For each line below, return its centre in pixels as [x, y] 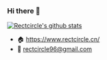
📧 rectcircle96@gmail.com [55, 49]
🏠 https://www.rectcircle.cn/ [58, 40]
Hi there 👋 [24, 11]
